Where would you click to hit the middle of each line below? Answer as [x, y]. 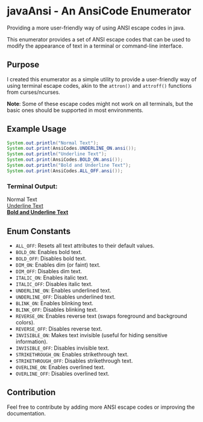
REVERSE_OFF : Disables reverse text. [59, 329]
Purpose [23, 65]
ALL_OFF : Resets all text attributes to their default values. [85, 246]
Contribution [31, 393]
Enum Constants [39, 231]
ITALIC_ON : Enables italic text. [52, 278]
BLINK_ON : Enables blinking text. [55, 303]
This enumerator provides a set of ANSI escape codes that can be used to [99, 39]
